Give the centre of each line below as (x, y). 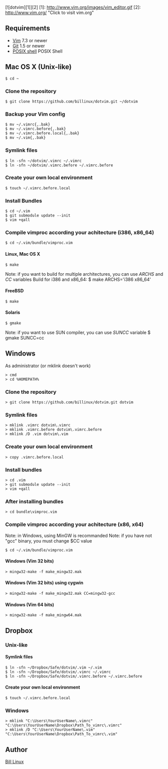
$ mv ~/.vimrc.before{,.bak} (36, 129)
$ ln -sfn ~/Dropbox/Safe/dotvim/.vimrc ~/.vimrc (58, 672)
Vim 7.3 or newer (30, 40)
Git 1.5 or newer (29, 46)
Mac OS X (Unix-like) (38, 67)
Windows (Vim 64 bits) (30, 604)
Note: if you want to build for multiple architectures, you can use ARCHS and (84, 274)
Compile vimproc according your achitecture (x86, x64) (74, 524)
